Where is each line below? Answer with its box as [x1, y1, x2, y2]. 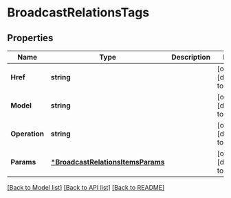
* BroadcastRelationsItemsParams [50, 158, 165, 166]
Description [171, 53, 211, 62]
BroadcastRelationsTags [7, 5, 150, 21]
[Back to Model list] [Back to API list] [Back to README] [7, 184, 165, 191]
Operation [10, 129, 45, 138]
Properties [7, 32, 54, 44]
